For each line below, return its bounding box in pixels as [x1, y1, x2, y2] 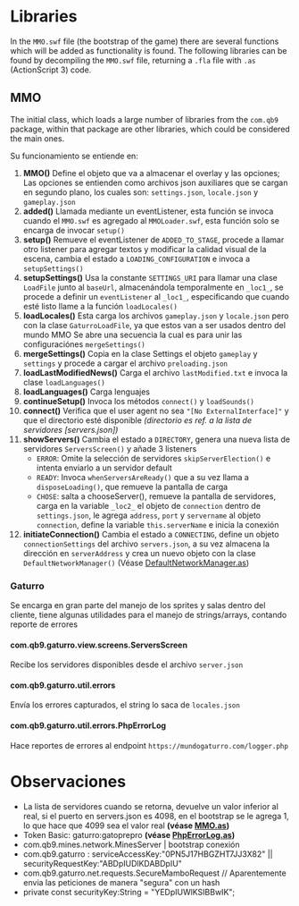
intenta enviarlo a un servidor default [36, 462, 172, 473]
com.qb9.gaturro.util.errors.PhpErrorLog [10, 720, 167, 731]
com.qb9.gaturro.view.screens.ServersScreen [10, 639, 188, 650]
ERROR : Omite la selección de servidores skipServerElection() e [36, 453, 271, 463]
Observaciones [10, 771, 127, 792]
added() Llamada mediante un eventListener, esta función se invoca [22, 206, 274, 216]
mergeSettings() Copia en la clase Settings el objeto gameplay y [22, 348, 258, 359]
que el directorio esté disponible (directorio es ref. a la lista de [22, 414, 253, 426]
